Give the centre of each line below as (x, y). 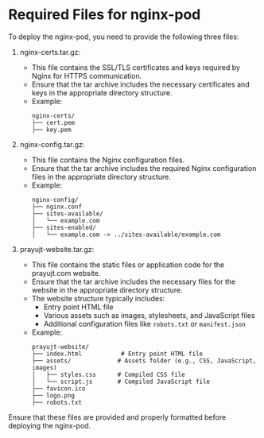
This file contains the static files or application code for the (128, 265)
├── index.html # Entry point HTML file (117, 354)
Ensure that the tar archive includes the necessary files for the (134, 281)
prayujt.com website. (66, 273)
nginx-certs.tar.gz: (50, 52)
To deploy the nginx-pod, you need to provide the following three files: (124, 37)
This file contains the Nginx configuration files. (108, 160)
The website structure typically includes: (98, 298)
